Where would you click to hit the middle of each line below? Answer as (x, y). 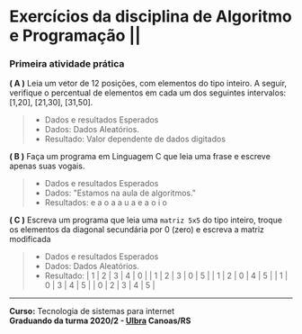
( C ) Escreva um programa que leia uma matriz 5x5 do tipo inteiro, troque (146, 220)
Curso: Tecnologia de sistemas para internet (92, 311)
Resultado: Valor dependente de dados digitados (135, 139)
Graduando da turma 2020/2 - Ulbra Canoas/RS (100, 320)
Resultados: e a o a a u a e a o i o (106, 203)
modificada (30, 239)
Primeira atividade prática (67, 64)
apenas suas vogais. (47, 166)
